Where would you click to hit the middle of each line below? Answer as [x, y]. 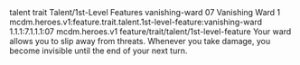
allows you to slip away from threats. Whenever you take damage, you [140, 41]
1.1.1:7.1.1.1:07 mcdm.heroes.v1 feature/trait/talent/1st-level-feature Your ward [150, 32]
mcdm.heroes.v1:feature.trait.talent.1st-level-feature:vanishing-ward [136, 22]
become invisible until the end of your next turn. [98, 51]
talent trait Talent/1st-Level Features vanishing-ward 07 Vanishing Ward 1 [145, 12]
